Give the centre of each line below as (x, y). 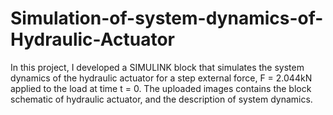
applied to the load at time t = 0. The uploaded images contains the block (161, 88)
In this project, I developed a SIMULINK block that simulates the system (157, 67)
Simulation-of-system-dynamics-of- (167, 18)
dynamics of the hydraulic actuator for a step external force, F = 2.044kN (161, 78)
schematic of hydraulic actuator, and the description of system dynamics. (161, 99)
